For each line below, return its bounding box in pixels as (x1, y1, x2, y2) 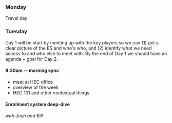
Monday (5, 4, 27, 11)
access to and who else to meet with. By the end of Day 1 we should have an (5, 50, 167, 57)
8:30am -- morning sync (5, 67, 59, 73)
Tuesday (5, 28, 28, 35)
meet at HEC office (12, 79, 53, 85)
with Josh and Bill (5, 113, 43, 118)
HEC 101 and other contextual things (12, 89, 90, 95)
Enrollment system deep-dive (5, 101, 70, 108)
